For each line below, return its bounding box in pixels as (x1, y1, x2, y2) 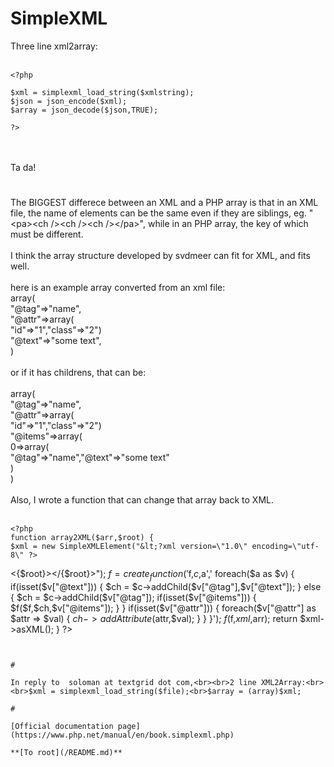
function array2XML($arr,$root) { (10, 533, 155, 543)
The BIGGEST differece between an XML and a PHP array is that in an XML (10, 197, 319, 209)
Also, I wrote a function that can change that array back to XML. (10, 494, 275, 506)
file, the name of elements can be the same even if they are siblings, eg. (10, 207, 307, 219)
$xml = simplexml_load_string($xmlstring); (10, 87, 195, 97)
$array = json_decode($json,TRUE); (10, 105, 159, 115)
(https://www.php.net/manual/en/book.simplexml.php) (10, 730, 235, 740)
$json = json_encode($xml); (10, 96, 128, 106)
